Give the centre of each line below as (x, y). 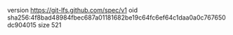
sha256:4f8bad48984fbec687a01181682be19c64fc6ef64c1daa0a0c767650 (116, 17)
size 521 (49, 25)
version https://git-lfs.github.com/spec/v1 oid (73, 10)
